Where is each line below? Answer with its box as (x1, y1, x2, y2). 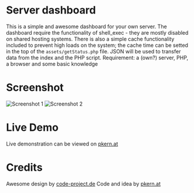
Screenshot (6, 81, 64, 94)
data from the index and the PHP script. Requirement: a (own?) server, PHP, (6, 54, 189, 61)
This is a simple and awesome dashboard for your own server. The (6, 23, 167, 30)
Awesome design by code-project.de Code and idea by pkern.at (6, 180, 161, 187)
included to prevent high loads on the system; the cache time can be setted (6, 42, 189, 49)
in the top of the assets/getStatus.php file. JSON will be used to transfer (6, 48, 181, 55)
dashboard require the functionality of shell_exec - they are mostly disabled (6, 29, 189, 36)
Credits (6, 161, 43, 174)
